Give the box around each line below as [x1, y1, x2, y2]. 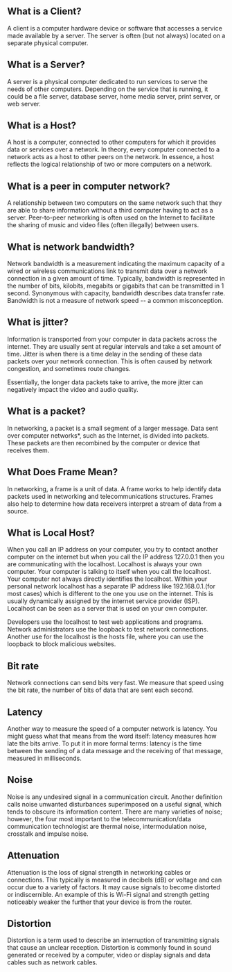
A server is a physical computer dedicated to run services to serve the [7, 77, 208, 85]
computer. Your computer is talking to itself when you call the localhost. [7, 568, 212, 576]
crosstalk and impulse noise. [7, 830, 89, 838]
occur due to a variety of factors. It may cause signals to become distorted [7, 882, 220, 891]
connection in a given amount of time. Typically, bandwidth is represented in [7, 274, 225, 283]
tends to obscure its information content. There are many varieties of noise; [7, 807, 223, 816]
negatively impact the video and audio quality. [7, 385, 139, 393]
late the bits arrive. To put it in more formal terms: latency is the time [7, 739, 202, 748]
